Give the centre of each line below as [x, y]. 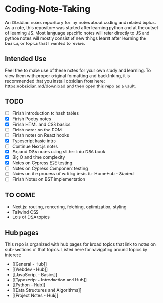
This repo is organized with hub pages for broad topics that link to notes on [80, 244]
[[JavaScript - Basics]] [35, 274]
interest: [13, 255]
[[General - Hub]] [29, 264]
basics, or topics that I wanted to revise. [45, 43]
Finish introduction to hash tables [45, 113]
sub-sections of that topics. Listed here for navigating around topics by [76, 249]
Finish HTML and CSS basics [41, 124]
